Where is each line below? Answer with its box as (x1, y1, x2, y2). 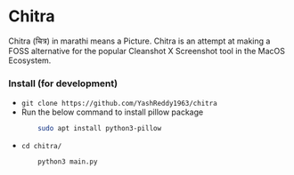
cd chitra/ (20, 142, 62, 151)
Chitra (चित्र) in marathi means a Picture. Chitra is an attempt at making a (8, 36, 271, 46)
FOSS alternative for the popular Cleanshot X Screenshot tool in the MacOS (8, 45, 286, 56)
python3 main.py (37, 157, 98, 166)
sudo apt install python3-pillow (37, 124, 162, 133)
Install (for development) (8, 77, 118, 90)
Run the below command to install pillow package (20, 107, 204, 117)
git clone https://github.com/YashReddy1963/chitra (20, 99, 217, 108)
